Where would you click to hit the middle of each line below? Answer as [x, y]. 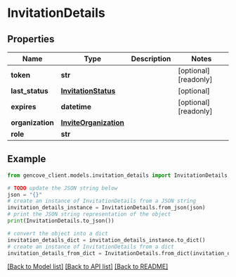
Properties [31, 39]
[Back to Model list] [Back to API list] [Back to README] [88, 266]
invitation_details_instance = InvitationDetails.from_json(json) [106, 208]
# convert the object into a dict [58, 233]
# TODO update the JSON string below [63, 188]
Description [151, 59]
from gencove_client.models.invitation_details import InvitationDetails [118, 175]
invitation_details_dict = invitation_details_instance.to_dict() [106, 240]
